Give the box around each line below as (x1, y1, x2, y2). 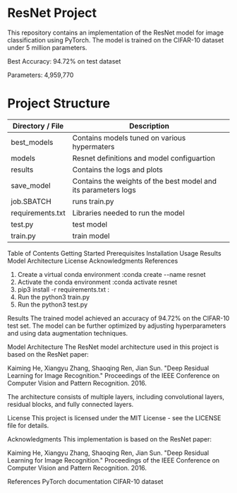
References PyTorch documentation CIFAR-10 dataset (7, 477, 164, 485)
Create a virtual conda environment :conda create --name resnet (17, 270, 206, 278)
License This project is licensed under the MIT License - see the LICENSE (7, 413, 221, 422)
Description (129, 121, 169, 131)
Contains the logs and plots (72, 165, 164, 174)
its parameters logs (72, 185, 136, 195)
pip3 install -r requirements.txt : (17, 285, 110, 294)
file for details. (7, 421, 49, 429)
